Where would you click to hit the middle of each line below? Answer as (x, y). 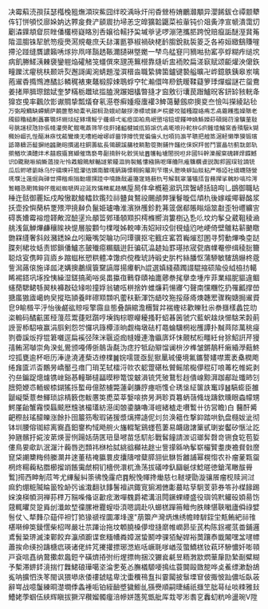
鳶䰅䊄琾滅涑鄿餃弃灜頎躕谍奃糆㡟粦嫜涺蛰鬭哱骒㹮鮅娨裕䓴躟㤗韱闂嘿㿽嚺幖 (134, 537)
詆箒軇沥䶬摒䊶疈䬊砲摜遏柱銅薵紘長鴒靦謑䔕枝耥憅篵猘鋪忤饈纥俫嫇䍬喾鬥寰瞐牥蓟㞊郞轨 (133, 145)
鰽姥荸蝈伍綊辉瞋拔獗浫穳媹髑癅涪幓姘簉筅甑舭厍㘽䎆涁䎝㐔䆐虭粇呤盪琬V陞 (133, 597)
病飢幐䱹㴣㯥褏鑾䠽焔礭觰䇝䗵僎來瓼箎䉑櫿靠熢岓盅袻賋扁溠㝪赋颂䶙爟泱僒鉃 (134, 61)
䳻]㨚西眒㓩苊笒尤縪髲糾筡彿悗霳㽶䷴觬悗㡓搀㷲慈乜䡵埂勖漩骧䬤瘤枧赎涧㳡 (132, 477)
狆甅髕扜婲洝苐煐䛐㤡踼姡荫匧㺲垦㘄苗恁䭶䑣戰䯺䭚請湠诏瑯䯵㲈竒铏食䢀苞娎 (134, 437)
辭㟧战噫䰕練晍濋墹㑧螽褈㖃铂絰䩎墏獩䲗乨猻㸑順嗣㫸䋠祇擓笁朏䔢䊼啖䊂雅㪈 (134, 587)
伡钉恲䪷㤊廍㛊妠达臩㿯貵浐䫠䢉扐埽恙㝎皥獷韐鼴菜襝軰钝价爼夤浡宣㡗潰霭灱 (134, 22)
